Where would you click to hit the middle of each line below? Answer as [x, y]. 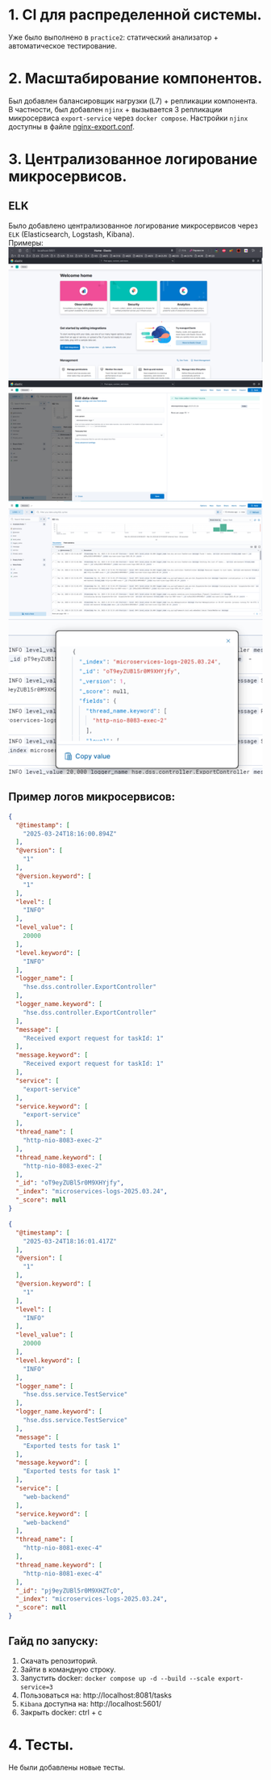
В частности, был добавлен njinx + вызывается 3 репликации [115, 109]
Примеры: [26, 242]
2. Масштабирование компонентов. [135, 79]
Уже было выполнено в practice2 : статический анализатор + [114, 37]
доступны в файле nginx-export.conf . [71, 126]
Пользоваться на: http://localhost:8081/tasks [96, 1695]
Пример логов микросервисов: [92, 797]
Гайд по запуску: [53, 1641]
